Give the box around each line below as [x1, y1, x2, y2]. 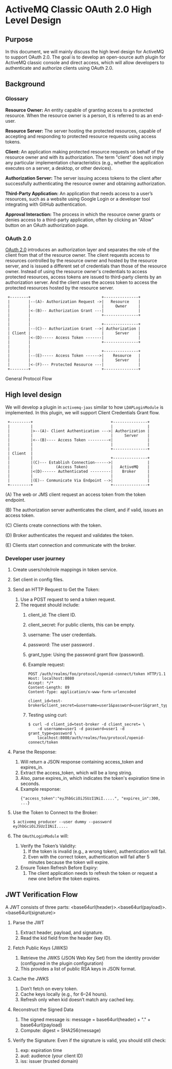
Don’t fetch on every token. [20, 985, 78, 991]
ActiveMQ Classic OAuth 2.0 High [5, 4, 152, 15]
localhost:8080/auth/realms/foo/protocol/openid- [37, 735, 145, 740]
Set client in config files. [12, 577, 64, 583]
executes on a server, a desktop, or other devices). [5, 165, 113, 171]
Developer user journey [5, 555, 66, 562]
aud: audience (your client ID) [20, 1053, 83, 1059]
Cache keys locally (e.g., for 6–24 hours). [20, 991, 107, 997]
